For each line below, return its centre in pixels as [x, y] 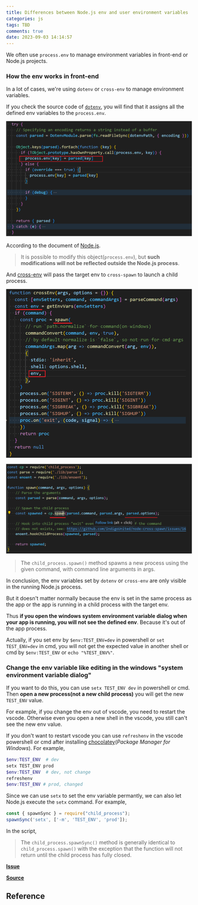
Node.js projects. [27, 61]
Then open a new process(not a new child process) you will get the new [95, 694]
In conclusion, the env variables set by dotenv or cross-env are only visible [96, 580]
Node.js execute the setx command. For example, [66, 802]
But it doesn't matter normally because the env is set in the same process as [99, 598]
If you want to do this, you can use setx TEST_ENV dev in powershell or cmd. [98, 688]
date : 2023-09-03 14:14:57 [39, 37]
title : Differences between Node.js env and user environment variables [97, 12]
